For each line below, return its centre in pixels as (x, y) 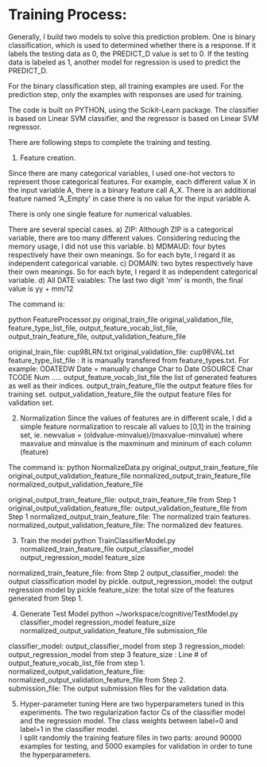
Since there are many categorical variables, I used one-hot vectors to (122, 173)
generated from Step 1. (46, 598)
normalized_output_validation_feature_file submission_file (114, 630)
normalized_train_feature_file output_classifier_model (106, 549)
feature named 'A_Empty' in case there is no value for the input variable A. (130, 198)
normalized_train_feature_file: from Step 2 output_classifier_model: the (124, 573)
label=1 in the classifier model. (69, 729)
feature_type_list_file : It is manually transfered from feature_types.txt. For (129, 360)
